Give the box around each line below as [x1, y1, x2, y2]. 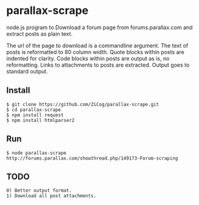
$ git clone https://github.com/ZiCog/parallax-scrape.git [6, 101, 159, 107]
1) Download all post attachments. [6, 193, 97, 199]
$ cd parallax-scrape [6, 107, 61, 113]
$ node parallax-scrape [6, 150, 67, 156]
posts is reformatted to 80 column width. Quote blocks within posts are [6, 48, 184, 55]
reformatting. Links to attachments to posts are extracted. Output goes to [6, 61, 190, 69]
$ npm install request [6, 112, 64, 118]
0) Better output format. [6, 187, 72, 194]
